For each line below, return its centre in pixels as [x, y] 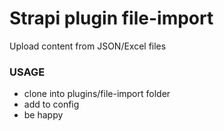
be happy [43, 115]
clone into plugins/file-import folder [97, 94]
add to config [51, 104]
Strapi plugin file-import [111, 18]
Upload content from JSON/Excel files [88, 46]
